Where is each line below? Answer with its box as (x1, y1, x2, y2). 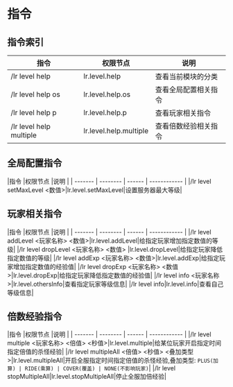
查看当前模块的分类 (155, 72, 218, 81)
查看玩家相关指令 (155, 108, 212, 118)
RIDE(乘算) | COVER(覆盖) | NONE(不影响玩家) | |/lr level (24, 364, 175, 372)
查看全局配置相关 (155, 85, 212, 94)
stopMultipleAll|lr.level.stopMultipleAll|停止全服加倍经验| (7, 372, 167, 381)
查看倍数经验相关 (155, 121, 212, 130)
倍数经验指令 (7, 311, 62, 322)
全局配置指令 (7, 157, 62, 169)
